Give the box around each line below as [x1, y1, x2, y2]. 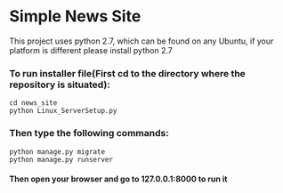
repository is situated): [9, 78, 111, 91]
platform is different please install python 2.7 [9, 44, 174, 55]
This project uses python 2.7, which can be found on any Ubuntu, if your [9, 36, 274, 46]
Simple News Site [9, 6, 141, 27]
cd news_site [9, 99, 58, 108]
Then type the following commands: [9, 127, 169, 140]
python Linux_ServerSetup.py [9, 107, 117, 116]
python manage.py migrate [9, 147, 105, 157]
